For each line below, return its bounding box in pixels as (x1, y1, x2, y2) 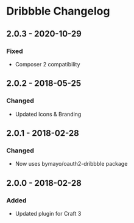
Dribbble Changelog (6, 4, 110, 18)
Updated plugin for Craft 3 (15, 210, 82, 217)
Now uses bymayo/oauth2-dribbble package (15, 160, 128, 168)
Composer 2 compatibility (15, 60, 80, 68)
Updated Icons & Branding (15, 110, 82, 118)
